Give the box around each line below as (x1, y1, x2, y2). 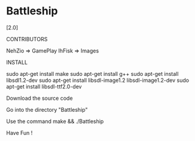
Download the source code (6, 94, 73, 102)
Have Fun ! (6, 129, 33, 136)
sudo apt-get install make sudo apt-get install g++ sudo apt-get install (6, 70, 179, 77)
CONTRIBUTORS (6, 35, 48, 42)
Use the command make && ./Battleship (6, 118, 104, 125)
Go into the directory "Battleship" (6, 106, 88, 113)
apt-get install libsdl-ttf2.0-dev (6, 82, 82, 90)
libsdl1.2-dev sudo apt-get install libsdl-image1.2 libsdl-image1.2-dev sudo (6, 76, 190, 84)
